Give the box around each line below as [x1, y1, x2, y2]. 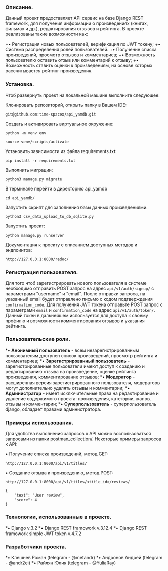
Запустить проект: [5, 223, 46, 229]
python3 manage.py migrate [5, 176, 62, 182]
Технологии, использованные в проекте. [5, 513, 112, 520]
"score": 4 [14, 498, 37, 503]
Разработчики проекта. [5, 543, 67, 550]
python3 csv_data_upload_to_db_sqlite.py [5, 214, 94, 219]
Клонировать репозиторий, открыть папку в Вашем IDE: [5, 102, 127, 108]
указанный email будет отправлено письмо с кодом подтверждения [5, 296, 153, 302]
